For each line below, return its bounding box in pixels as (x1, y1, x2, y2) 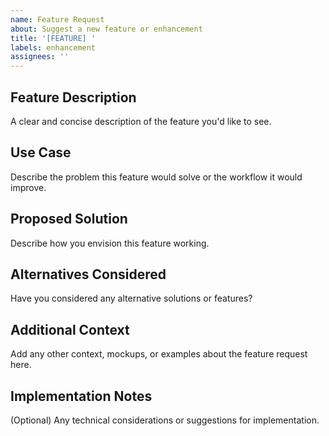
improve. (10, 181, 47, 193)
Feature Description (10, 89, 137, 106)
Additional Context (10, 321, 130, 338)
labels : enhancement (10, 42, 97, 53)
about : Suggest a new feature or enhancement (10, 24, 203, 34)
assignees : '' (10, 52, 70, 62)
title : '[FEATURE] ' (10, 33, 97, 43)
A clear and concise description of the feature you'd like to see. (10, 115, 272, 127)
